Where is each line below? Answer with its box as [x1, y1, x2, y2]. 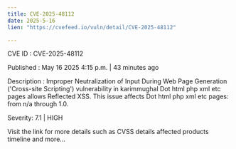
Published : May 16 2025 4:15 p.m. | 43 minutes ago [7, 63, 159, 72]
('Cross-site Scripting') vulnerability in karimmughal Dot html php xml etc [7, 85, 221, 93]
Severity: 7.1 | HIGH [7, 113, 63, 122]
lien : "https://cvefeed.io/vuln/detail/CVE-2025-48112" [7, 24, 176, 31]
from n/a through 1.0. [7, 100, 69, 108]
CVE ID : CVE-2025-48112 [7, 49, 84, 58]
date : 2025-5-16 [7, 17, 55, 24]
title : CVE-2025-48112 [7, 10, 75, 18]
